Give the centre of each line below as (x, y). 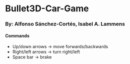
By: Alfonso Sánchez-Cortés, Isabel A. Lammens (65, 24)
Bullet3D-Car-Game (47, 9)
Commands (17, 35)
